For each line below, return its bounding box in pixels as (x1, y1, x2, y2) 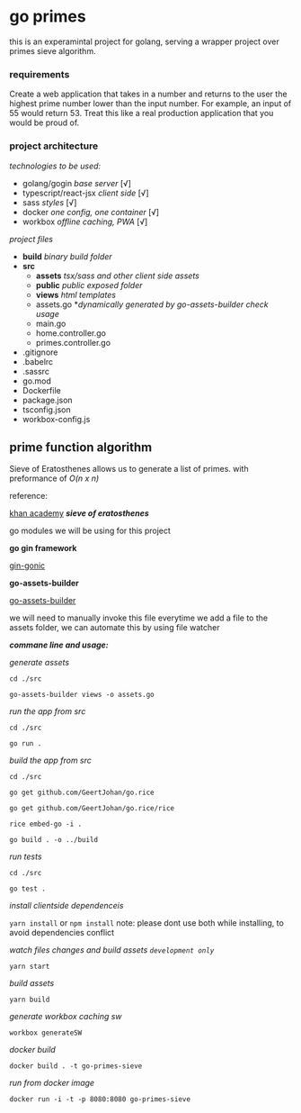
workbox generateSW (9, 1028, 83, 1037)
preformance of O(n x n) (9, 473, 100, 484)
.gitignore (22, 347, 58, 357)
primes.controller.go (35, 337, 111, 348)
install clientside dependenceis (9, 900, 124, 911)
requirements (9, 68, 70, 80)
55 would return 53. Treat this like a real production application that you (9, 108, 274, 119)
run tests (9, 851, 42, 862)
